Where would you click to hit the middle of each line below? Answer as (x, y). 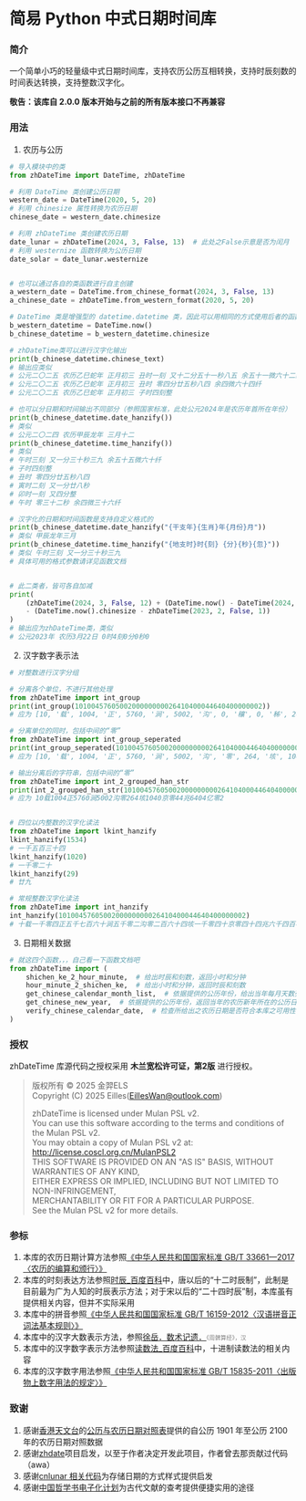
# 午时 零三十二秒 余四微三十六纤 (65, 503)
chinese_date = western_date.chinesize (85, 217)
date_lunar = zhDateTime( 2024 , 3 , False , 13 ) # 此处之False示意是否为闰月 (149, 242)
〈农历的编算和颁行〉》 (65, 1268)
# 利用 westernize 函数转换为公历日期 (76, 250)
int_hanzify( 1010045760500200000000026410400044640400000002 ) (130, 916)
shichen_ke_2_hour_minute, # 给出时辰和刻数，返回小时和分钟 (136, 977)
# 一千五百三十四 (37, 848)
